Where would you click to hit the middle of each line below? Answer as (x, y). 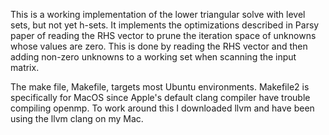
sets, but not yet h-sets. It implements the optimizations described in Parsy (165, 25)
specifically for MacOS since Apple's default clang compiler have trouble (160, 97)
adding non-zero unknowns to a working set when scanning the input (153, 57)
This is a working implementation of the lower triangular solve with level (158, 14)
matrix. (25, 67)
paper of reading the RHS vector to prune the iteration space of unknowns (163, 35)
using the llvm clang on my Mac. (77, 118)
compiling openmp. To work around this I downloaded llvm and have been (162, 108)
